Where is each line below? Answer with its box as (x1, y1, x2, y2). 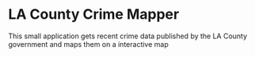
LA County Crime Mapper (8, 5, 180, 23)
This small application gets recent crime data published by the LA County (8, 31, 248, 41)
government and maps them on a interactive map (8, 39, 169, 48)
